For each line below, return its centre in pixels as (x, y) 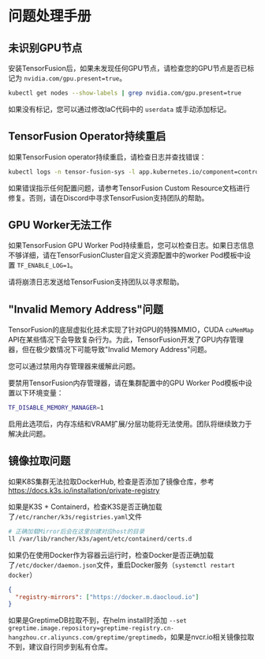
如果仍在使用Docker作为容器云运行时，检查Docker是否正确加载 (111, 555)
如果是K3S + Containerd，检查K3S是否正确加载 (86, 507)
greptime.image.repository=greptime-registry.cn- (91, 628)
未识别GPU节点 (45, 48)
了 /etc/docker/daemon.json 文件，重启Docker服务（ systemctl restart (121, 564)
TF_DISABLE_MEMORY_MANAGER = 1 (56, 408)
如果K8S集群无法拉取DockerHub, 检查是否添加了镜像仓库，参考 (111, 481)
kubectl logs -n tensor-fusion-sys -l (72, 172)
